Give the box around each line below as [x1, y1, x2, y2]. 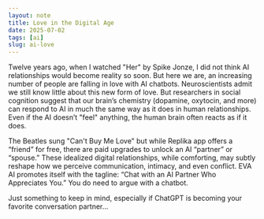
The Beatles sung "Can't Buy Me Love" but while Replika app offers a [8, 136, 233, 146]
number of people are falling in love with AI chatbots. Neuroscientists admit [8, 80, 252, 89]
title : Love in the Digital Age [8, 19, 114, 27]
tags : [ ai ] [8, 33, 44, 42]
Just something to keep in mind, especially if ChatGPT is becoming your [8, 194, 243, 203]
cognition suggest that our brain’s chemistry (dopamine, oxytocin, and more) [8, 96, 257, 106]
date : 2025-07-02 [8, 26, 65, 34]
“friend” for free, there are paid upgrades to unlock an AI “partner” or [8, 145, 233, 154]
